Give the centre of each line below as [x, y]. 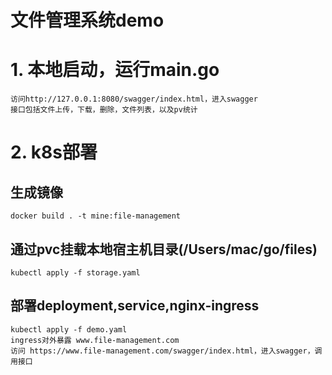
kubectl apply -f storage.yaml [75, 272]
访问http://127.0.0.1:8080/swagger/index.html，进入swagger [134, 99]
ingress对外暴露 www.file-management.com [95, 340]
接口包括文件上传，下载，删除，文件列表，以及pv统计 [104, 110]
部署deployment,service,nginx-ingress [135, 306]
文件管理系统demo [87, 20]
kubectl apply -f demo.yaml [69, 329]
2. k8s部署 [54, 152]
